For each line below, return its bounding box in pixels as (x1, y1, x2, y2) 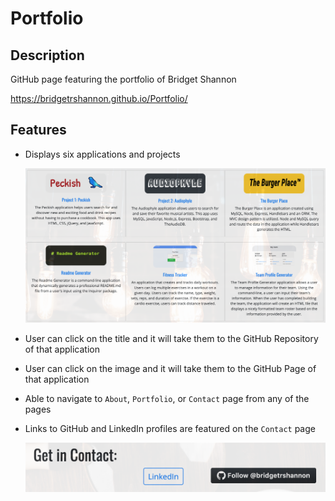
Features (10, 122, 67, 139)
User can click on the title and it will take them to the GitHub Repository (24, 332, 319, 344)
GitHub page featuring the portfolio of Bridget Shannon (10, 73, 237, 85)
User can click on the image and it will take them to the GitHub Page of (24, 362, 317, 374)
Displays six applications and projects (24, 148, 181, 160)
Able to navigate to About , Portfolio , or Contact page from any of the (24, 392, 310, 404)
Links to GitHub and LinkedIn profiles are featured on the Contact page (24, 422, 316, 434)
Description (10, 47, 85, 64)
